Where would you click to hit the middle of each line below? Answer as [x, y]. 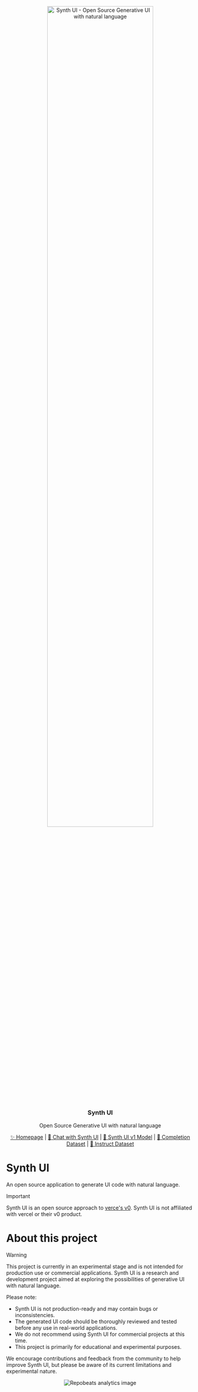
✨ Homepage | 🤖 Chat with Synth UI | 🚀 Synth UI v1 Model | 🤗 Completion [100, 1137]
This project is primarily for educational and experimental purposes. [98, 1347]
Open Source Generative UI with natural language [100, 1126]
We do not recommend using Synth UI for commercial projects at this [100, 1335]
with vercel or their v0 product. [44, 1214]
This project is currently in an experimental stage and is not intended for [95, 1267]
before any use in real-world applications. [66, 1328]
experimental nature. [32, 1371]
